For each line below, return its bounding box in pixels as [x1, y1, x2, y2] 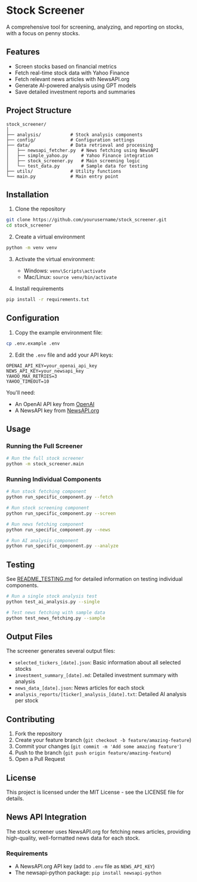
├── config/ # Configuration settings [6, 137, 135, 143]
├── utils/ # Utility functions [6, 168, 121, 174]
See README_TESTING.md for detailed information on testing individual [6, 575, 183, 583]
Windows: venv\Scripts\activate [23, 267, 106, 274]
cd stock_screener [6, 222, 52, 228]
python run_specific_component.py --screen [6, 510, 116, 516]
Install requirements [14, 285, 64, 292]
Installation [6, 189, 49, 200]
